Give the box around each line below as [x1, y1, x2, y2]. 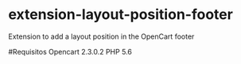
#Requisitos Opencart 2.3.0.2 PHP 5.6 [8, 47, 133, 56]
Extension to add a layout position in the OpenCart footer [8, 32, 195, 41]
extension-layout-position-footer [8, 6, 233, 24]
